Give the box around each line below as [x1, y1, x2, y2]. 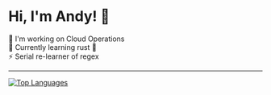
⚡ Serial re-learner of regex [8, 52, 99, 61]
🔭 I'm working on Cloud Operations [8, 34, 125, 43]
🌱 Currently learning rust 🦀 [8, 42, 97, 52]
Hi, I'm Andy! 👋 [8, 7, 110, 26]
